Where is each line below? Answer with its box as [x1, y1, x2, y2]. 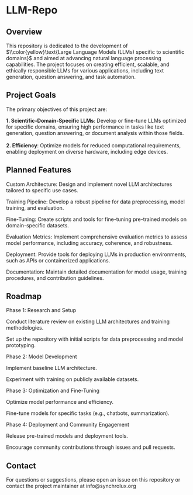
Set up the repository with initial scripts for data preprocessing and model [6, 335, 184, 342]
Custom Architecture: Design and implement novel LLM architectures [6, 181, 173, 188]
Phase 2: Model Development [6, 353, 77, 360]
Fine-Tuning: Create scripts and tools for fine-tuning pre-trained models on [6, 216, 187, 223]
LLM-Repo [6, 4, 58, 17]
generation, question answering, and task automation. [6, 74, 136, 80]
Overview [6, 27, 43, 37]
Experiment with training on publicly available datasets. [6, 376, 139, 383]
